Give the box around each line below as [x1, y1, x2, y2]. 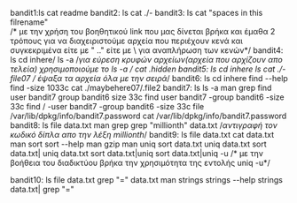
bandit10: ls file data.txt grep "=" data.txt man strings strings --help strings [10, 175, 283, 184]
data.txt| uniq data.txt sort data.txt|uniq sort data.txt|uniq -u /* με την [10, 148, 264, 158]
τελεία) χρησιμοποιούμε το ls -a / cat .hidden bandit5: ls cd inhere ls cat [10, 64, 276, 74]
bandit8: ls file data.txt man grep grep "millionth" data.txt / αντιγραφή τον [10, 120, 277, 131]
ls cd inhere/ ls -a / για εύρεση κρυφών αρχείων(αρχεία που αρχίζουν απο [10, 55, 283, 64]
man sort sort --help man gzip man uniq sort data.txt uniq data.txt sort [10, 139, 267, 149]
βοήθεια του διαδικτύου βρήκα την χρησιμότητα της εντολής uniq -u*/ [10, 158, 271, 168]
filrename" [10, 17, 49, 27]
